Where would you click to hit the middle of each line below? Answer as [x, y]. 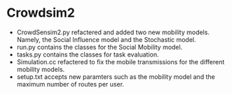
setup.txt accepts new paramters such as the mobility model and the [116, 76]
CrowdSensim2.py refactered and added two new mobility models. [113, 32]
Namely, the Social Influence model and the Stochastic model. [107, 39]
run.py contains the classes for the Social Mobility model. [100, 47]
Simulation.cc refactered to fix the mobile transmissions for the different [121, 61]
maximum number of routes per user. [70, 84]
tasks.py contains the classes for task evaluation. [88, 54]
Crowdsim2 [41, 13]
